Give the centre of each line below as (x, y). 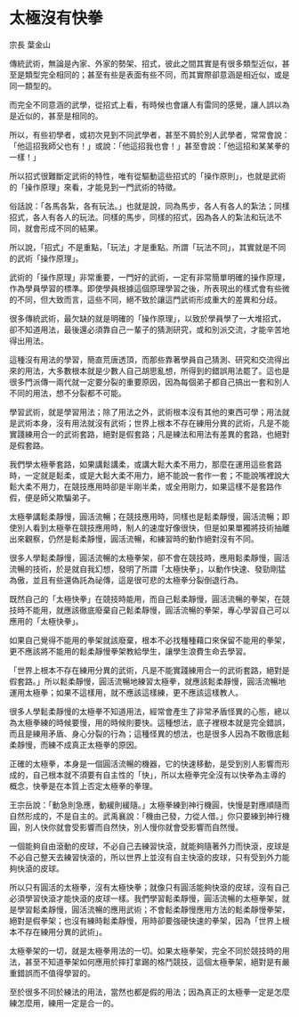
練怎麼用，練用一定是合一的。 (64, 1003)
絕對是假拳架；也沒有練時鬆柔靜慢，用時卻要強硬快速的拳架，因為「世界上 (145, 920)
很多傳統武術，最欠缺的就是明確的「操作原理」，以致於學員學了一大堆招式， (148, 318)
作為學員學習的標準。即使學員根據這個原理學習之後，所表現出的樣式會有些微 (149, 288)
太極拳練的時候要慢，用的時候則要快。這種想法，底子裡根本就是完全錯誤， (153, 722)
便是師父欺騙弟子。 (60, 497)
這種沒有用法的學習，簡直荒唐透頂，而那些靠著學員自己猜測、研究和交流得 (145, 359)
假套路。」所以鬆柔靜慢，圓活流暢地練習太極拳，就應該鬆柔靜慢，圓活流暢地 (148, 681)
